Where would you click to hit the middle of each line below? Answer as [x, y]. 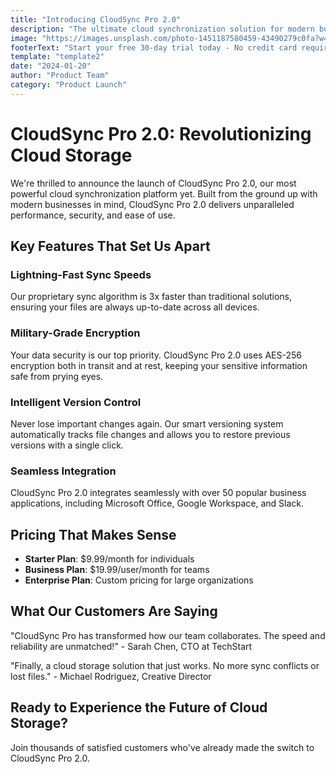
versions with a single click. [67, 445]
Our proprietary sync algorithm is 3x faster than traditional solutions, [151, 297]
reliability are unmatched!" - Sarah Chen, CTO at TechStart [131, 646]
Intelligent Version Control [76, 402]
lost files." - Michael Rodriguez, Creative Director [111, 676]
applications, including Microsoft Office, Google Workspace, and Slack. [157, 503]
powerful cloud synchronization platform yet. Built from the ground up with [164, 193]
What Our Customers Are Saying [114, 611]
